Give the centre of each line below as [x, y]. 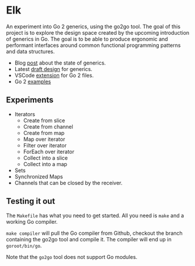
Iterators [25, 114]
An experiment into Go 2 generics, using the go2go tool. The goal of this [93, 26]
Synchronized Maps [39, 176]
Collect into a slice [46, 158]
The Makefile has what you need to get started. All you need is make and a [95, 216]
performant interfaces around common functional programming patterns [93, 45]
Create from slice [44, 120]
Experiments [30, 100]
